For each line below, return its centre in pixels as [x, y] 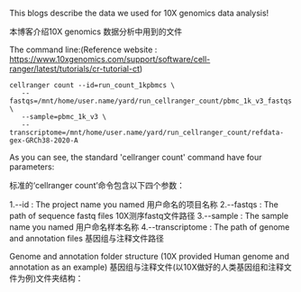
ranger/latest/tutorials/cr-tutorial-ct [74, 68]
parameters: [32, 167]
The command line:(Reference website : [83, 50]
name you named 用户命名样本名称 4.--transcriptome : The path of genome [150, 227]
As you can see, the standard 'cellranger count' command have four [136, 157]
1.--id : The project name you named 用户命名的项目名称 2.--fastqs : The [144, 205]
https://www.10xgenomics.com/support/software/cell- [110, 59]
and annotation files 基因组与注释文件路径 [87, 238]
